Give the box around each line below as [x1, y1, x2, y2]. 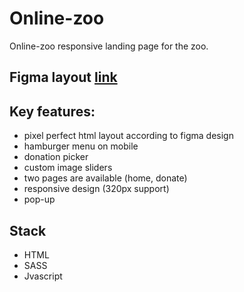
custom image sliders [23, 162, 113, 174]
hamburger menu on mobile [23, 140, 139, 152]
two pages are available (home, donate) [23, 172, 188, 184]
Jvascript [23, 270, 63, 282]
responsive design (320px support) [23, 183, 170, 195]
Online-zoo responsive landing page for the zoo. [9, 40, 209, 52]
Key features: [9, 103, 96, 120]
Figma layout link [9, 69, 118, 86]
